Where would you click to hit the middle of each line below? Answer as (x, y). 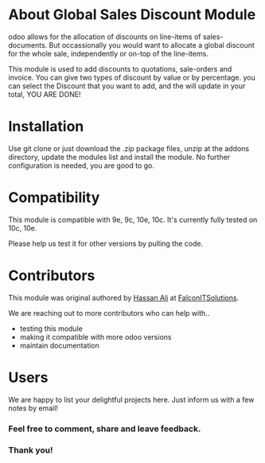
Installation (46, 127)
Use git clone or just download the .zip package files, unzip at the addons (129, 148)
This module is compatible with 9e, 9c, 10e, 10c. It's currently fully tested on (133, 220)
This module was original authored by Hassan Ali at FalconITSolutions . (124, 298)
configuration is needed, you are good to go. (82, 165)
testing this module (51, 329)
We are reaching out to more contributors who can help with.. (109, 313)
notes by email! (33, 408)
